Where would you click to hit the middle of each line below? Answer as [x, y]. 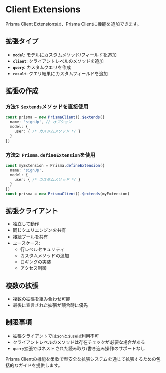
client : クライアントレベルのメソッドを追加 [58, 61]
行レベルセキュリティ [42, 249]
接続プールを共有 [30, 237]
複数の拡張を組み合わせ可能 [41, 299]
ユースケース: [26, 243]
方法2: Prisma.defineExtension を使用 [50, 155]
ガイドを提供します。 [40, 365]
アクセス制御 [33, 268]
